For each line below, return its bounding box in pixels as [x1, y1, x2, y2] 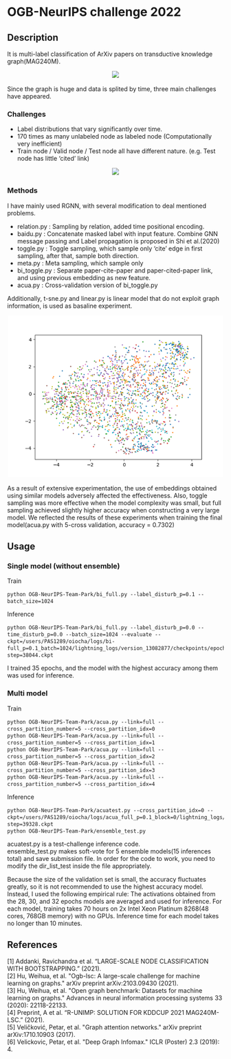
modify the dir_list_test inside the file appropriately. [7, 862, 152, 870]
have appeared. [7, 92, 52, 100]
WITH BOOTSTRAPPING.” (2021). [7, 964, 102, 973]
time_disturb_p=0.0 [7, 631, 63, 638]
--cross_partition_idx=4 [83, 780, 155, 787]
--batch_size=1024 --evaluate [65, 631, 153, 638]
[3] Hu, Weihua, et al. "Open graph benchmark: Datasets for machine [7, 987, 203, 995]
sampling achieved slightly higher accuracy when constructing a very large [7, 506, 220, 514]
